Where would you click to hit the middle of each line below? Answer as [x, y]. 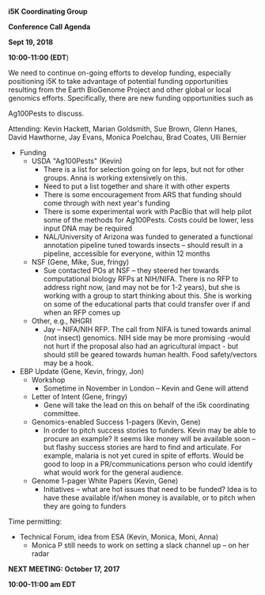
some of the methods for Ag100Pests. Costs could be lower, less [149, 220]
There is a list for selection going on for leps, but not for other [144, 169]
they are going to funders [85, 506]
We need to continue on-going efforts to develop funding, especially [119, 73]
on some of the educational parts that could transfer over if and [147, 304]
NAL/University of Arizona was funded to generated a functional [148, 236]
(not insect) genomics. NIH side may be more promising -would [147, 338]
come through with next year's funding [106, 203]
